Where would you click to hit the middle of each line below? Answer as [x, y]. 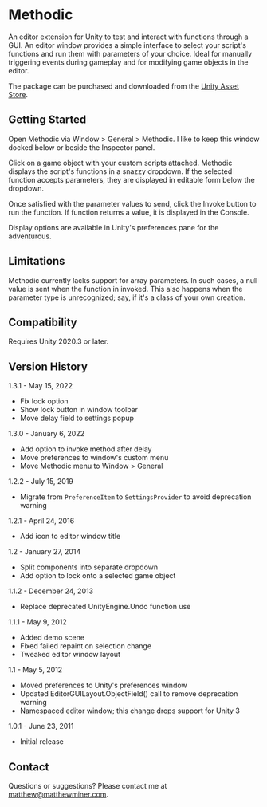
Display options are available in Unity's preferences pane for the [114, 227]
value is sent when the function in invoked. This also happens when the [126, 289]
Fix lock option [44, 401]
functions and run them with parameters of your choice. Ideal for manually [130, 53]
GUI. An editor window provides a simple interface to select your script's [128, 45]
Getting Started [47, 120]
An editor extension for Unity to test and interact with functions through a [128, 37]
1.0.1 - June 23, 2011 [41, 726]
